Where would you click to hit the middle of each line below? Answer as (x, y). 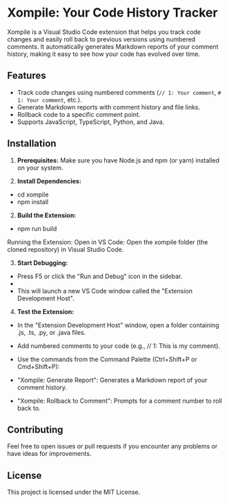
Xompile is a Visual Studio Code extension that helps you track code (104, 32)
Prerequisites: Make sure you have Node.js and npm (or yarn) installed (118, 160)
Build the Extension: (47, 215)
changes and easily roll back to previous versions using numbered (101, 39)
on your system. (40, 167)
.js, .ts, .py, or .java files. (51, 332)
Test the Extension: (46, 311)
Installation (32, 144)
